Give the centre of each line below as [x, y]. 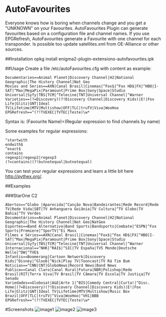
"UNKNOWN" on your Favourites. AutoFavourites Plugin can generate [77, 28]
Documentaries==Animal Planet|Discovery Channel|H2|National [70, 77]
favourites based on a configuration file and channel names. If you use [78, 33]
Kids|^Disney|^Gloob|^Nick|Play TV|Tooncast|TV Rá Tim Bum [68, 261]
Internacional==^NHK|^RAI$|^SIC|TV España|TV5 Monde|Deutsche [71, 248]
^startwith [16, 140]
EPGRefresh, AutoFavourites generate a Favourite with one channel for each [83, 39]
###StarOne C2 [21, 195]
